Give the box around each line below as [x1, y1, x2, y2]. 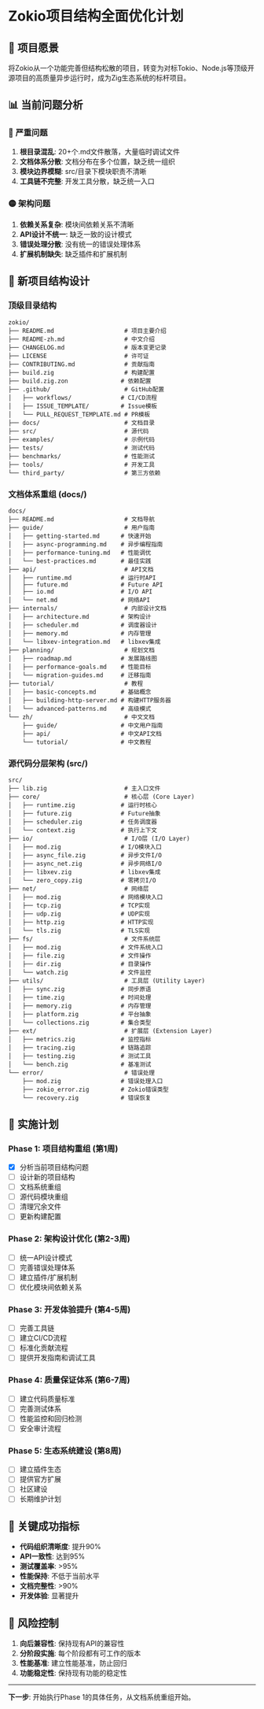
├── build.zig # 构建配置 [8, 368, 156, 376]
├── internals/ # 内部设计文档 [8, 604, 167, 612]
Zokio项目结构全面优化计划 [8, 7, 184, 25]
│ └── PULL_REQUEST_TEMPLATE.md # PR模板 [8, 410, 151, 418]
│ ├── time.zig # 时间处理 [8, 993, 152, 1002]
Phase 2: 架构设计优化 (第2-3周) [8, 1234, 131, 1245]
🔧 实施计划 [8, 1117, 59, 1130]
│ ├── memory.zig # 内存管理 [8, 1002, 152, 1010]
